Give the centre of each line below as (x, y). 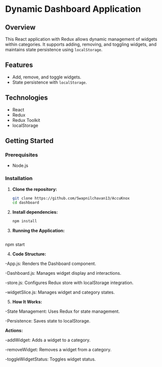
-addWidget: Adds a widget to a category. (48, 340)
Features (19, 65)
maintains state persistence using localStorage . (54, 50)
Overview (20, 27)
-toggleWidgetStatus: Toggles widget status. (51, 359)
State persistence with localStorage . (50, 82)
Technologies (27, 98)
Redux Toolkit (26, 120)
